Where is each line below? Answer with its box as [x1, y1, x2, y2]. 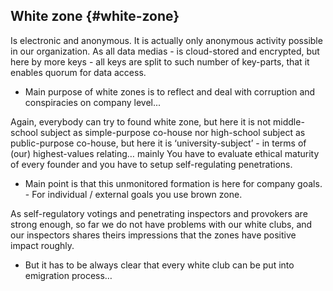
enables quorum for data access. [10, 66, 147, 78]
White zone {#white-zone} [10, 8, 180, 25]
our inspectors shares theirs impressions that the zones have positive [10, 229, 297, 241]
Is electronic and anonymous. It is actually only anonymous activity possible [10, 34, 323, 46]
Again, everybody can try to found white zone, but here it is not [10, 115, 272, 128]
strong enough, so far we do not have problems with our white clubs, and [10, 218, 313, 230]
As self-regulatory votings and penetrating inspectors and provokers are [10, 207, 308, 219]
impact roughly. [10, 239, 75, 251]
